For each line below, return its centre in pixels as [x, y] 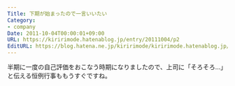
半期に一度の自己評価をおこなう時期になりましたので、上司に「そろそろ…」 [117, 67]
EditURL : [20, 46]
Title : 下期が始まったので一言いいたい [57, 14]
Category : [22, 20]
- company [22, 27]
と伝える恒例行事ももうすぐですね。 [59, 76]
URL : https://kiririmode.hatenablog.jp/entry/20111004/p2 [93, 40]
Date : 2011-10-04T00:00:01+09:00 [56, 33]
